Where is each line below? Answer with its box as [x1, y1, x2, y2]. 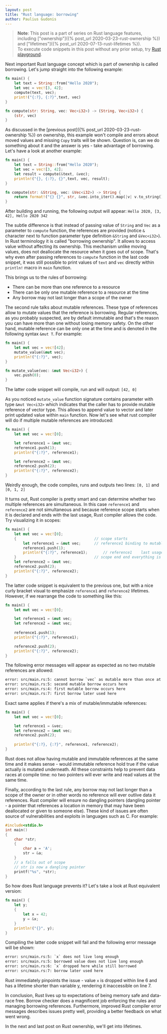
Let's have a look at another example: [5, 148, 82, 154]
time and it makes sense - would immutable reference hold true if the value [5, 761, 159, 767]
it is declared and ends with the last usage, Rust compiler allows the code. [5, 512, 157, 517]
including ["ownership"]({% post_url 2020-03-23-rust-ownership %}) [17, 35, 161, 41]
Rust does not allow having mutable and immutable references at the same [5, 755, 158, 762]
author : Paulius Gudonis [5, 16, 57, 21]
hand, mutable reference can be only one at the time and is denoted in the [5, 326, 157, 332]
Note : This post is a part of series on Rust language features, [17, 30, 143, 36]
